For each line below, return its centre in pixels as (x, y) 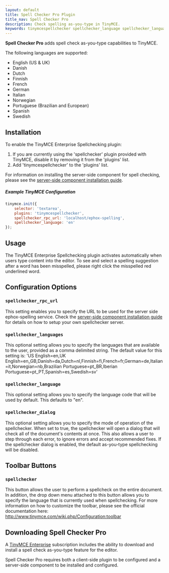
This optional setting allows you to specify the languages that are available (82, 345)
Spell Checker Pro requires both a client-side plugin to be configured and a (83, 560)
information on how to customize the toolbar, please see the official (75, 506)
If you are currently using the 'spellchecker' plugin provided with (79, 154)
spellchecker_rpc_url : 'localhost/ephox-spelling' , (69, 218)
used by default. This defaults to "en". (45, 400)
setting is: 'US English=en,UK (36, 355)
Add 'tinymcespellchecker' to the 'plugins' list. (61, 165)
